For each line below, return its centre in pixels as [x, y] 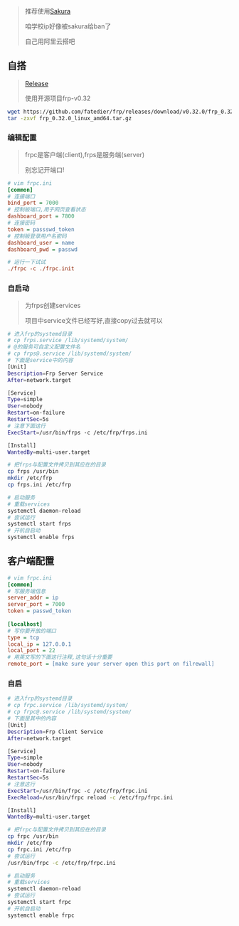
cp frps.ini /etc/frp [39, 485]
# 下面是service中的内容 [40, 361]
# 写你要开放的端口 [32, 631]
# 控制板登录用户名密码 [37, 236]
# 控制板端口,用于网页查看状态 [47, 210]
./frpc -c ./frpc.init [41, 269]
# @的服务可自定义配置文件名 [44, 347]
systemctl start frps [39, 524]
